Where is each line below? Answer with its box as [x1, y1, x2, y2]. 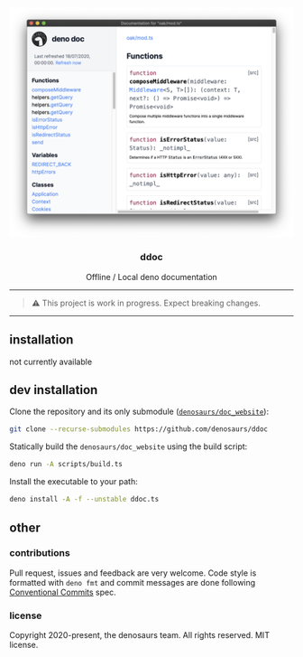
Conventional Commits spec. [9, 587, 117, 597]
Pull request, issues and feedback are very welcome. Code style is [9, 568, 257, 578]
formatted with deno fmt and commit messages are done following [9, 577, 256, 587]
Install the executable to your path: [9, 476, 138, 487]
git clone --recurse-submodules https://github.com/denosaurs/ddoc [9, 425, 269, 434]
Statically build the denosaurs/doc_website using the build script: [9, 441, 248, 452]
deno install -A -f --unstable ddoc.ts [9, 495, 160, 504]
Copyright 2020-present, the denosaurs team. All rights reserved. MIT [9, 630, 271, 641]
